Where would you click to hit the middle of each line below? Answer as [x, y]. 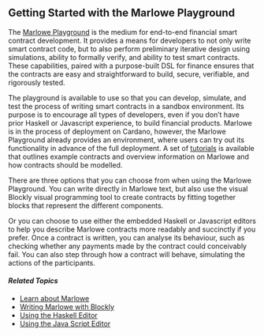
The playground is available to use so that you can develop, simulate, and [127, 97]
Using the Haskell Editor [59, 315]
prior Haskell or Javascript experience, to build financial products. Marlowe [130, 123]
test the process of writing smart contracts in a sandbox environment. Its [126, 106]
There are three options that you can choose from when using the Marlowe [130, 180]
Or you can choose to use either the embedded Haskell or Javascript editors [132, 221]
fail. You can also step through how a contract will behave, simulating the [127, 254]
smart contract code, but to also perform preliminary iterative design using [129, 49]
